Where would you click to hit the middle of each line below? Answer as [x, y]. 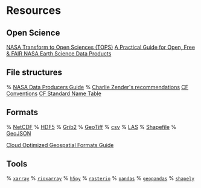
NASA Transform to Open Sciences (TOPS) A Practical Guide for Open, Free [101, 47]
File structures [34, 73]
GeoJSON [19, 133]
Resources [34, 11]
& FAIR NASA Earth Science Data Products [59, 54]
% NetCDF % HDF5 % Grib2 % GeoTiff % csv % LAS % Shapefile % [91, 127]
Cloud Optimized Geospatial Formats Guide [60, 145]
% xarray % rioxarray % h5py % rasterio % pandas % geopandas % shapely [101, 178]
